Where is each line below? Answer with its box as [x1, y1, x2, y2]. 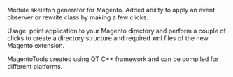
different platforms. [7, 62, 63, 70]
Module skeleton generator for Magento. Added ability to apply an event [7, 6, 216, 14]
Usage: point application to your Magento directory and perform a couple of [7, 27, 226, 35]
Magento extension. [7, 42, 65, 49]
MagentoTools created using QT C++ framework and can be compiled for [7, 55, 219, 63]
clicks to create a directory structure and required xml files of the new [7, 34, 209, 42]
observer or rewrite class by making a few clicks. [7, 13, 149, 22]
